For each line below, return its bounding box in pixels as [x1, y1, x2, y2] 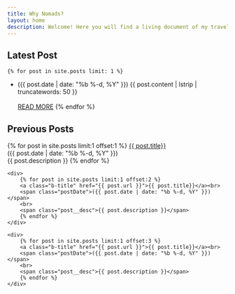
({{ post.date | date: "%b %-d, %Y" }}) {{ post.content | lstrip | [17, 80, 197, 88]
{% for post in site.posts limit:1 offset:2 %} [20, 176, 161, 183]
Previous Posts [7, 123, 75, 135]
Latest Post [7, 49, 58, 61]
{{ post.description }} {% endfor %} [7, 156, 110, 165]
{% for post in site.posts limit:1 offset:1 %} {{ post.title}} [7, 142, 166, 149]
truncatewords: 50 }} [17, 88, 78, 96]
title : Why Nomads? [7, 10, 64, 18]
